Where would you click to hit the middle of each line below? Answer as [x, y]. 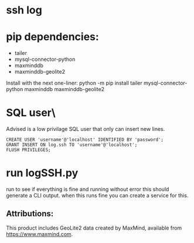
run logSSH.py [42, 173]
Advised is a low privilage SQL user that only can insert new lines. [86, 129]
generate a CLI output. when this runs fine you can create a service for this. [97, 195]
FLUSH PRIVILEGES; [28, 150]
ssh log [24, 10]
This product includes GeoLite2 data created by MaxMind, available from [94, 228]
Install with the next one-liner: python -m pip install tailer [74, 83]
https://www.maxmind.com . [40, 234]
